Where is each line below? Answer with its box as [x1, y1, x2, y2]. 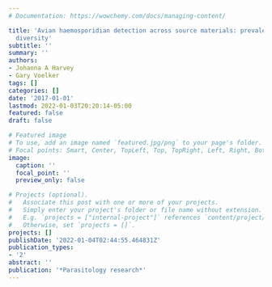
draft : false [8, 116, 53, 125]
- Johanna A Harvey [8, 64, 74, 73]
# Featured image [8, 131, 67, 140]
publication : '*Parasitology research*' [8, 266, 147, 274]
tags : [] [8, 78, 38, 87]
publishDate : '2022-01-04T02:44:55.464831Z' [8, 236, 161, 244]
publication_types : [8, 243, 74, 251]
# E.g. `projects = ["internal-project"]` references [8, 213, 201, 222]
